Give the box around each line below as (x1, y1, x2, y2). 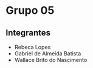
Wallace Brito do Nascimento (14, 57, 88, 63)
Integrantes (5, 28, 51, 38)
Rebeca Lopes (14, 43, 51, 51)
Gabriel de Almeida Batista (14, 50, 81, 57)
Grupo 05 (5, 4, 55, 17)
